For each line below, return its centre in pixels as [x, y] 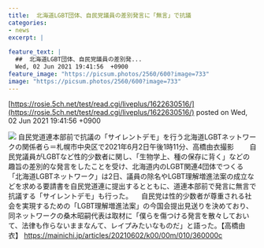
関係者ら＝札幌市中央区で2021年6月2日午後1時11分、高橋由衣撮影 [128, 146]
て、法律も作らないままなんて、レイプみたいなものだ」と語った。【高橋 [123, 225]
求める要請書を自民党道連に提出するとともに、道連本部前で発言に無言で [139, 186]
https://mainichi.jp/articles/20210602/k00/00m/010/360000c [123, 235]
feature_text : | [35, 52]
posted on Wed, [222, 112]
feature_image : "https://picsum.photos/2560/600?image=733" [109, 74]
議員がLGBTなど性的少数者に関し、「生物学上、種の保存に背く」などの [136, 156]
